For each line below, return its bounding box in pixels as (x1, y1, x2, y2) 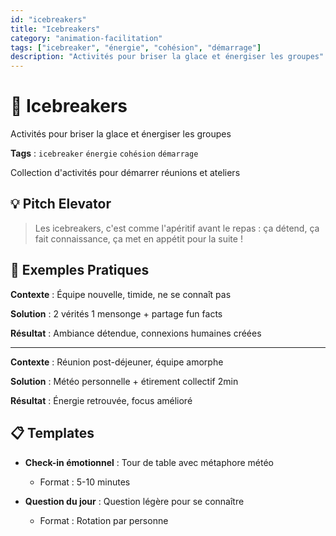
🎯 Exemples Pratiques (10, 262, 150, 279)
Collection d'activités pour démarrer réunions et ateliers (10, 167, 241, 179)
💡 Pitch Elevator (10, 196, 112, 213)
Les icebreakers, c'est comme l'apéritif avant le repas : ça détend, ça (34, 222, 320, 234)
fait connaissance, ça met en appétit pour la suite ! (34, 232, 243, 245)
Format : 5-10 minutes (39, 476, 131, 488)
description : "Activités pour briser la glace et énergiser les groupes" (10, 52, 325, 62)
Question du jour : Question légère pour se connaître (24, 495, 245, 507)
